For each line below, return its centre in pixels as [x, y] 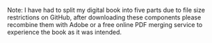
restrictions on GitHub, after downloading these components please [104, 17]
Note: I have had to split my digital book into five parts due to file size [106, 10]
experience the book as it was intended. [65, 32]
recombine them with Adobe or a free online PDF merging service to [105, 25]
